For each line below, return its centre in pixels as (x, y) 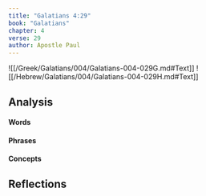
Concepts (25, 159)
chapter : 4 (26, 30)
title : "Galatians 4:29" (50, 16)
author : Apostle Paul (44, 46)
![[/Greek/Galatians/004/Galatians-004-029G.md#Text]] (101, 68)
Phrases (22, 140)
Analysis (31, 102)
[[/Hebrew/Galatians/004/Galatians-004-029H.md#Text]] (103, 77)
